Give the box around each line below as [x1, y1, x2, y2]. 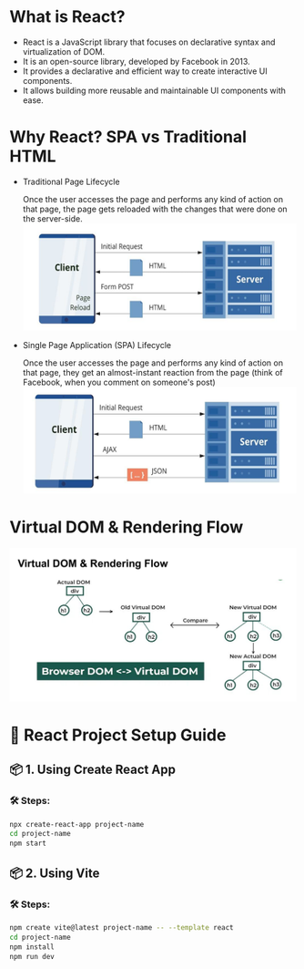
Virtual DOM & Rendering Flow [9, 517, 244, 537]
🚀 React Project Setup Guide [9, 725, 227, 745]
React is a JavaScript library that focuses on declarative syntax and [22, 36, 276, 47]
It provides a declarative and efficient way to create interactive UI [22, 66, 268, 77]
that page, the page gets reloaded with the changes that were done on [22, 203, 289, 214]
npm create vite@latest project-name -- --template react [9, 923, 234, 932]
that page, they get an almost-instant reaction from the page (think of [22, 367, 284, 378]
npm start [9, 839, 47, 849]
